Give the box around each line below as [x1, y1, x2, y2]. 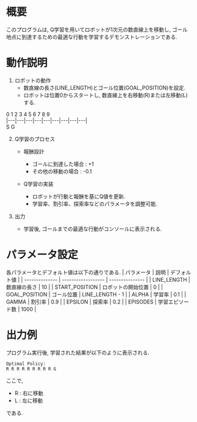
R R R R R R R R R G [6, 366, 57, 372]
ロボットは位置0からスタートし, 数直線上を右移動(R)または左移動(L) [23, 91, 188, 98]
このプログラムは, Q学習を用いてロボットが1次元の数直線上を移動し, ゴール [6, 26, 188, 33]
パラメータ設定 [6, 248, 78, 262]
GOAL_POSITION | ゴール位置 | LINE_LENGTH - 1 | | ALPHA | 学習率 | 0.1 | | [6, 291, 186, 298]
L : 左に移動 [14, 397, 43, 404]
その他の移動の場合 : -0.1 [32, 167, 92, 174]
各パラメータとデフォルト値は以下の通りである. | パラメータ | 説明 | [6, 269, 169, 276]
